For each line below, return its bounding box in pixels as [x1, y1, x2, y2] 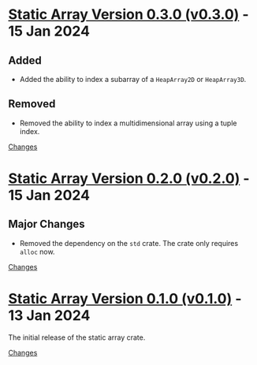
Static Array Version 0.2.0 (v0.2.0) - [8, 169, 250, 187]
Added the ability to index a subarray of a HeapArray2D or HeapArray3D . [19, 75, 247, 84]
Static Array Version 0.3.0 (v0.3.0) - [8, 6, 250, 24]
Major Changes [8, 218, 85, 231]
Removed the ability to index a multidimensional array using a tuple [19, 118, 237, 128]
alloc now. [19, 247, 55, 256]
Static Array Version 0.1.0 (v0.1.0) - [8, 290, 242, 307]
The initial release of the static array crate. [8, 333, 146, 342]
